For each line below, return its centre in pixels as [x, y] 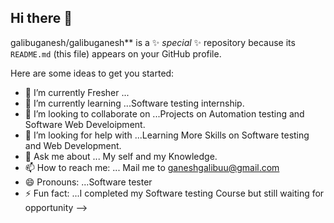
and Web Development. [73, 145]
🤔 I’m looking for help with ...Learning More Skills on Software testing [167, 135]
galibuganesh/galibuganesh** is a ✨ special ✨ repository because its [153, 42]
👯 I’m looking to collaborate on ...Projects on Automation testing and [164, 113]
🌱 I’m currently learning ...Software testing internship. [134, 103]
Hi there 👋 [41, 18]
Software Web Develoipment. [85, 124]
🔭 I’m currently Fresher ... [77, 92]
